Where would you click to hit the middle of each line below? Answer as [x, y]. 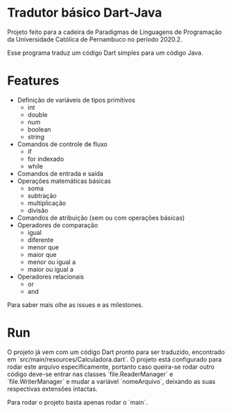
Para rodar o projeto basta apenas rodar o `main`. [78, 402]
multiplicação [47, 203]
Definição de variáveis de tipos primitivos [76, 100]
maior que [42, 254]
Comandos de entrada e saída [60, 173]
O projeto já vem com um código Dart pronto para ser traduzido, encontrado [116, 352]
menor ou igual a [52, 262]
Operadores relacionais [51, 276]
